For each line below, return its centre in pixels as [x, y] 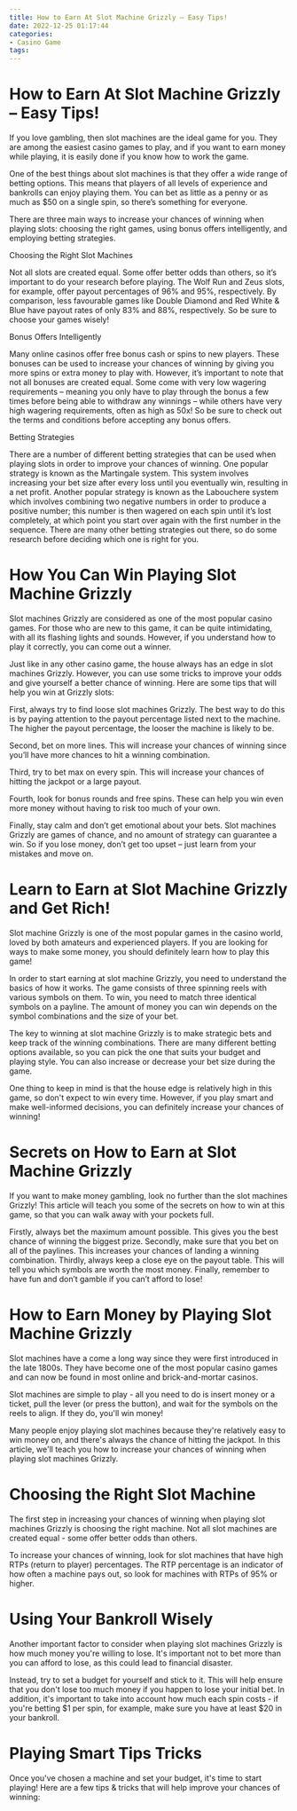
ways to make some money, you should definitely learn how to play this [140, 951]
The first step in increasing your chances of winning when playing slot [137, 1519]
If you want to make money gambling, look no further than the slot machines [148, 1195]
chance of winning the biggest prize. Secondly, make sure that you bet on [144, 1241]
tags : [19, 51]
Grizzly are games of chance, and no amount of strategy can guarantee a [143, 835]
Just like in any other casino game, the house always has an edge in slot [141, 664]
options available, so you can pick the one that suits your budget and [135, 1051]
